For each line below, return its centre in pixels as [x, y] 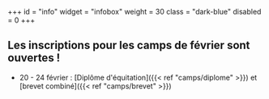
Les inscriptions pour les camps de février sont [129, 45]
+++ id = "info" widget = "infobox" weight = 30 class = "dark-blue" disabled [134, 12]
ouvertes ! [34, 58]
